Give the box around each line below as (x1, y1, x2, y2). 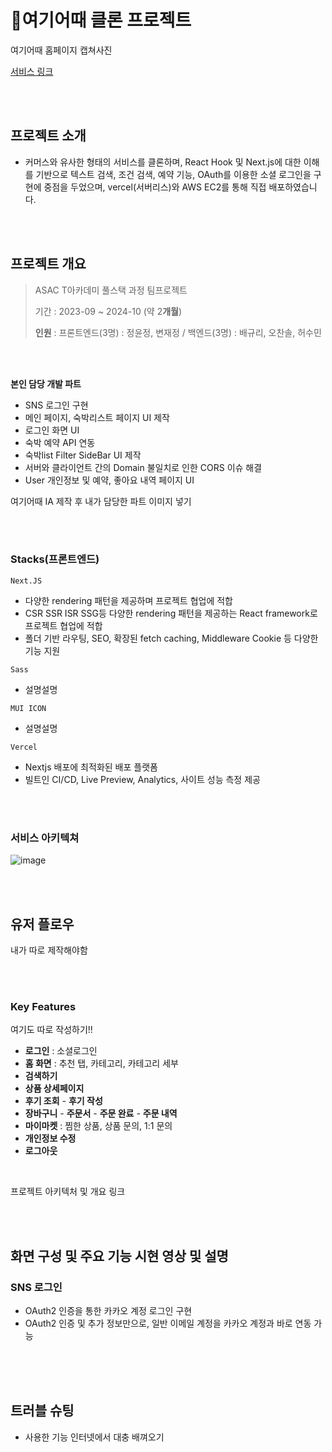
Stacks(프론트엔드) (10, 552, 100, 566)
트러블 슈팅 (10, 1402, 75, 1420)
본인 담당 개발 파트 (10, 377, 82, 390)
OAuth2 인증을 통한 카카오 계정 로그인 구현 (24, 1304, 193, 1316)
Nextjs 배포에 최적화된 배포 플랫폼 (24, 761, 158, 773)
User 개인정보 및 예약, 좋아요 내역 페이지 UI (24, 474, 195, 486)
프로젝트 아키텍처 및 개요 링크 (10, 1186, 126, 1198)
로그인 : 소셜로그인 (24, 1045, 98, 1057)
